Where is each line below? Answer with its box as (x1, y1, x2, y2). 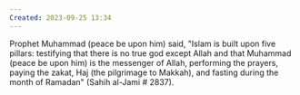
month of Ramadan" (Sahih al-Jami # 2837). (9, 76, 175, 87)
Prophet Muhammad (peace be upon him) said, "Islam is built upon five (9, 38, 276, 49)
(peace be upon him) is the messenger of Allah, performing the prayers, (9, 57, 279, 68)
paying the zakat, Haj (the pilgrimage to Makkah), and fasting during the (9, 67, 279, 78)
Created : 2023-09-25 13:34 (9, 13, 112, 23)
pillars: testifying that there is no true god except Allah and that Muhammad (9, 47, 292, 59)
